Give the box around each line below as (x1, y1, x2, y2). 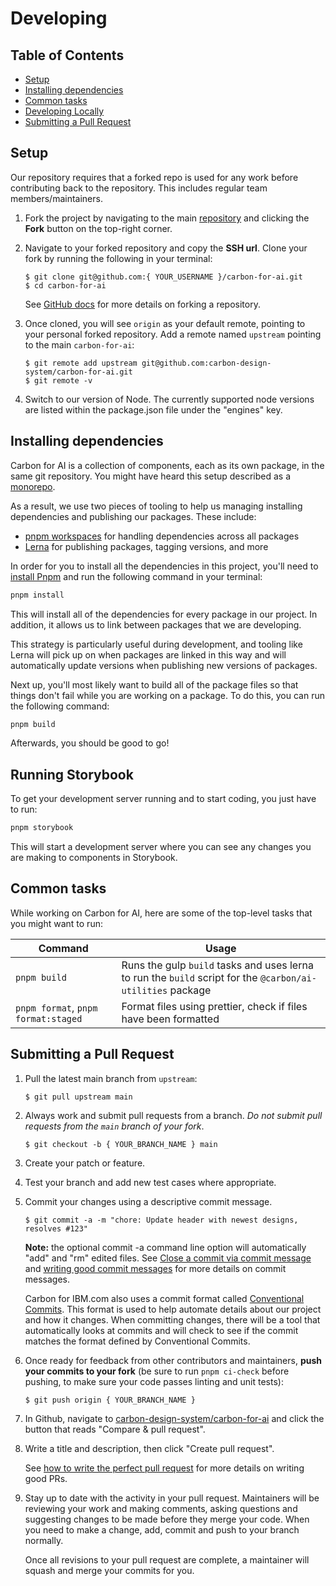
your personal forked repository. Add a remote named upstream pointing (24, 328, 322, 340)
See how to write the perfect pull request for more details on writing (24, 1462, 305, 1474)
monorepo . (10, 480, 56, 492)
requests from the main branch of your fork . (24, 1120, 205, 1132)
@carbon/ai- (259, 972, 317, 984)
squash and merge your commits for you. (24, 1564, 195, 1576)
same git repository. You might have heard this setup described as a (10, 470, 292, 482)
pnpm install (10, 590, 65, 600)
